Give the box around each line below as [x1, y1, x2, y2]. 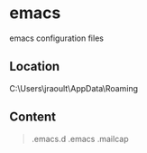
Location [9, 59, 60, 74]
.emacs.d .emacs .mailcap [31, 133, 129, 144]
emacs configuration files [9, 33, 104, 43]
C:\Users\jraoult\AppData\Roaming [9, 82, 138, 93]
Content [9, 110, 57, 125]
